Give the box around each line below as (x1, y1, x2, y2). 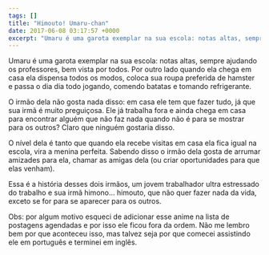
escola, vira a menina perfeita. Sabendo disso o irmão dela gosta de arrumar (8, 147, 261, 156)
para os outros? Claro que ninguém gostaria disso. (8, 123, 175, 132)
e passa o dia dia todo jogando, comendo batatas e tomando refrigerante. (8, 82, 252, 91)
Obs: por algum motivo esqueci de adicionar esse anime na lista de (8, 212, 230, 221)
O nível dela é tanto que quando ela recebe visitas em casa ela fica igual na (8, 138, 258, 148)
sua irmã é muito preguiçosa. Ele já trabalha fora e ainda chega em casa (8, 106, 247, 115)
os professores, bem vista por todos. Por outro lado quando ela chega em (8, 65, 252, 75)
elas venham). (8, 164, 55, 173)
